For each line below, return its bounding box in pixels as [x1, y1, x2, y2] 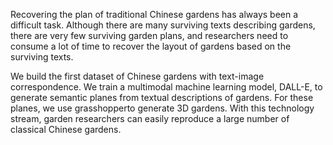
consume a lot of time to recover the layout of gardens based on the [10, 40, 292, 52]
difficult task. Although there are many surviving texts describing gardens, [10, 19, 316, 31]
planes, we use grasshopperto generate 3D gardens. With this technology [10, 102, 315, 114]
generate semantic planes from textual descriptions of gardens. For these [10, 92, 314, 103]
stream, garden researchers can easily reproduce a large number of [10, 113, 290, 124]
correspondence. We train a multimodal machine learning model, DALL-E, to [10, 81, 323, 93]
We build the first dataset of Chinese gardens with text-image [10, 70, 265, 82]
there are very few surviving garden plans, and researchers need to [10, 30, 289, 41]
